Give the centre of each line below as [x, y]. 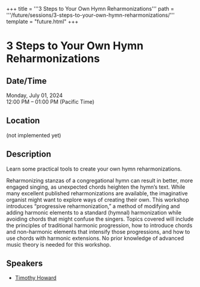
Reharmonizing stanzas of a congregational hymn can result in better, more [100, 180]
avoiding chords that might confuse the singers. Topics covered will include [100, 219]
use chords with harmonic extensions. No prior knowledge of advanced [95, 238]
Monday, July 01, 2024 [35, 95]
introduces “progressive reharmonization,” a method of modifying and [93, 206]
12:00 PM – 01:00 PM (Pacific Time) [50, 102]
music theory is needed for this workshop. [59, 244]
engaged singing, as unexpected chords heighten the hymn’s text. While [96, 187]
